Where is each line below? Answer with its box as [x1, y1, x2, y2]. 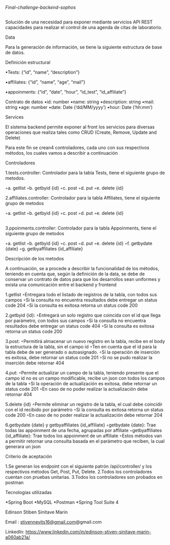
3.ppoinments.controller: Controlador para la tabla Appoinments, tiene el [5, 225, 156, 231]
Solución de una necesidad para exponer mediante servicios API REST [5, 19, 153, 25]
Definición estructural [5, 60, 51, 66]
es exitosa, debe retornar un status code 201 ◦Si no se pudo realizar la [5, 354, 153, 360]
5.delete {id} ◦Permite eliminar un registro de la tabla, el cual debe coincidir [5, 401, 163, 407]
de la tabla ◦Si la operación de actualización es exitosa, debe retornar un [5, 380, 157, 386]
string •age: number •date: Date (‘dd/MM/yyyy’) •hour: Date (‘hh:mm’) [5, 104, 153, 110]
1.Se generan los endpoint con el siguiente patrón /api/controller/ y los [5, 463, 152, 469]
